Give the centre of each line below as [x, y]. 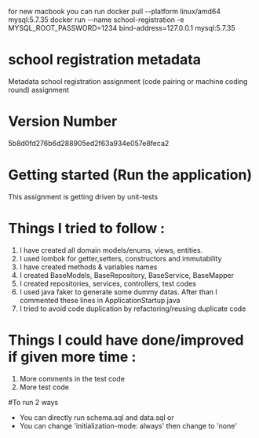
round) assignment [38, 89]
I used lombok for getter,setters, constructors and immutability [120, 258]
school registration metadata [105, 60]
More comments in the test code [72, 378]
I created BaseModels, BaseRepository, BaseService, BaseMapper [126, 275]
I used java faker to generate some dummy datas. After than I [118, 292]
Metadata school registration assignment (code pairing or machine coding [128, 81]
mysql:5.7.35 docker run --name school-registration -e [96, 20]
